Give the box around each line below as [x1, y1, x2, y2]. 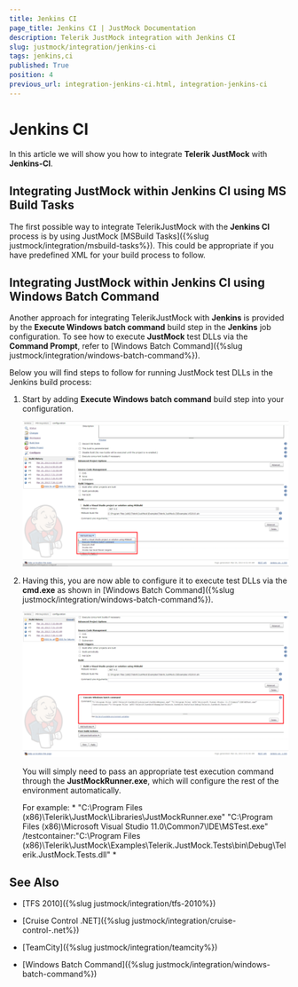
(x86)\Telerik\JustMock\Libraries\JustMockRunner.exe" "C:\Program [21, 811, 273, 822]
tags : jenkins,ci [9, 51, 74, 61]
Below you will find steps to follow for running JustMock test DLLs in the [9, 367, 273, 378]
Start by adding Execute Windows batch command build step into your [21, 394, 285, 405]
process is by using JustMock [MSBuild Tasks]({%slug [9, 231, 209, 241]
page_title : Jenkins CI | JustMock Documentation [9, 23, 197, 33]
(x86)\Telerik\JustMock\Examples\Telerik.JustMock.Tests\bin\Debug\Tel [21, 840, 286, 850]
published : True [9, 61, 69, 70]
